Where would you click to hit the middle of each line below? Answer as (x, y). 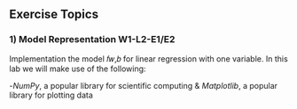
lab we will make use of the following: (78, 69)
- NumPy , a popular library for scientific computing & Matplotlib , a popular (143, 85)
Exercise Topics (54, 15)
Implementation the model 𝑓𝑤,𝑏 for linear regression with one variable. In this (148, 58)
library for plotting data (51, 95)
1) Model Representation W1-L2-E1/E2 (92, 40)
